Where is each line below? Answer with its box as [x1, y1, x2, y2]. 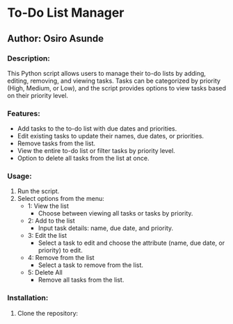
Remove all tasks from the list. [38, 276, 124, 284]
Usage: [7, 172, 33, 181]
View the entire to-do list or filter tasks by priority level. [17, 147, 175, 155]
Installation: [7, 293, 49, 303]
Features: [7, 108, 40, 118]
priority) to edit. [38, 246, 83, 254]
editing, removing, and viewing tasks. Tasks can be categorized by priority [7, 76, 221, 85]
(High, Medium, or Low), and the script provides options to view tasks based [7, 83, 227, 92]
